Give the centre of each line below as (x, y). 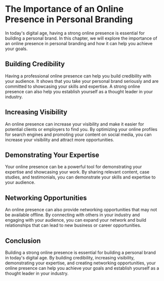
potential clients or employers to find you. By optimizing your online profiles (81, 129)
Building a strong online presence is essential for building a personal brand (81, 253)
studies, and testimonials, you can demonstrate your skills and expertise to (80, 177)
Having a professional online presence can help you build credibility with (78, 76)
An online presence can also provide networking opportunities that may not (81, 210)
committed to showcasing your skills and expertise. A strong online (73, 86)
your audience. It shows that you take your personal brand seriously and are (82, 81)
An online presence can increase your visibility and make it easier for (75, 124)
